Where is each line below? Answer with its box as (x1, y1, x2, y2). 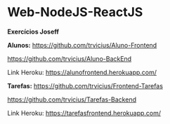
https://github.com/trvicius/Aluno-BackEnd (7, 54, 132, 63)
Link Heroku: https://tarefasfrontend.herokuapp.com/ (7, 109, 162, 117)
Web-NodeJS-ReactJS (7, 4, 143, 20)
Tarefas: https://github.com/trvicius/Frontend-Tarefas (7, 81, 164, 90)
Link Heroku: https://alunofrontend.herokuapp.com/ (7, 68, 157, 76)
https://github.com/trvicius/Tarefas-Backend (7, 95, 137, 104)
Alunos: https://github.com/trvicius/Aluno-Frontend (7, 41, 157, 49)
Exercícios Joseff (7, 27, 60, 36)
